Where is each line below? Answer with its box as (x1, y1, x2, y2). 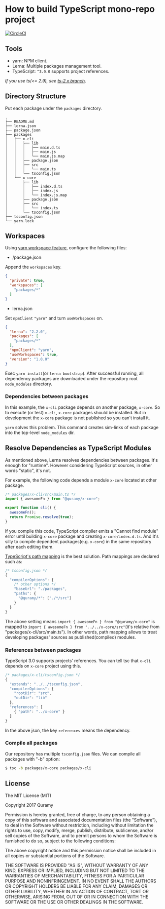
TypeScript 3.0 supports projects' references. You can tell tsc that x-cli (5, 658, 151, 664)
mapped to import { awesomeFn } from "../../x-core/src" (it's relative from (5, 624, 160, 630)
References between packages (5, 646, 81, 653)
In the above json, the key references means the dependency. (5, 727, 131, 733)
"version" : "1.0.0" (9, 356, 50, 361)
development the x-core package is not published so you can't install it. (5, 415, 150, 421)
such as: (5, 558, 23, 564)
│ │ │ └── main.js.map (5, 154, 65, 158)
